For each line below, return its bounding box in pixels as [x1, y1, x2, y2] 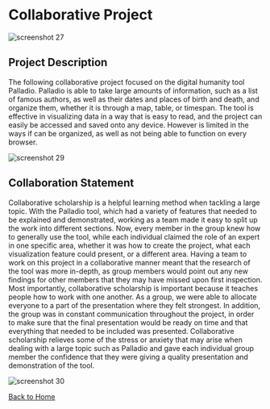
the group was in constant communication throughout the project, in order [8, 309, 255, 319]
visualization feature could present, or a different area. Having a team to [8, 248, 247, 259]
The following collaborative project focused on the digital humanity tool [8, 77, 245, 86]
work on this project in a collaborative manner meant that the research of [8, 257, 251, 267]
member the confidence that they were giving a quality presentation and [8, 352, 248, 361]
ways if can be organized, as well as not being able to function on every [8, 128, 247, 138]
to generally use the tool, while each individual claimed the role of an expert [8, 232, 260, 241]
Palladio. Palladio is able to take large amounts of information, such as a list [8, 86, 258, 95]
